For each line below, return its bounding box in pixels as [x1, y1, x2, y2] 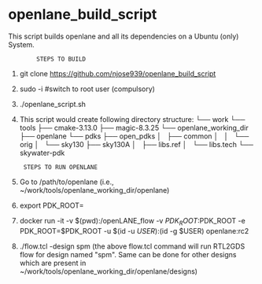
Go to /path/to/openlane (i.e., [19, 177, 114, 186]
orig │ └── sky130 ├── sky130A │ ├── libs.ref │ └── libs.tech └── [19, 139, 254, 149]
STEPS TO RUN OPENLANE [23, 163, 98, 171]
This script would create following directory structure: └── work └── [19, 114, 245, 124]
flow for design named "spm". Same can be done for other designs [19, 249, 237, 259]
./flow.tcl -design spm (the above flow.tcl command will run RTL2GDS [19, 242, 245, 251]
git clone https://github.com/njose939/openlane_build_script [19, 68, 216, 78]
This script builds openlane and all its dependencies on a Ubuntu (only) [8, 31, 239, 41]
